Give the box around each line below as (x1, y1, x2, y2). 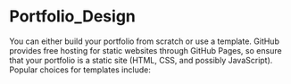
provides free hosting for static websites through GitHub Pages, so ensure (9, 45, 283, 55)
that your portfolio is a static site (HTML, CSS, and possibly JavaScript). (9, 55, 273, 65)
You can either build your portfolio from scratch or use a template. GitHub (9, 36, 279, 46)
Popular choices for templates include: (9, 64, 152, 75)
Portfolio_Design (9, 6, 137, 27)
